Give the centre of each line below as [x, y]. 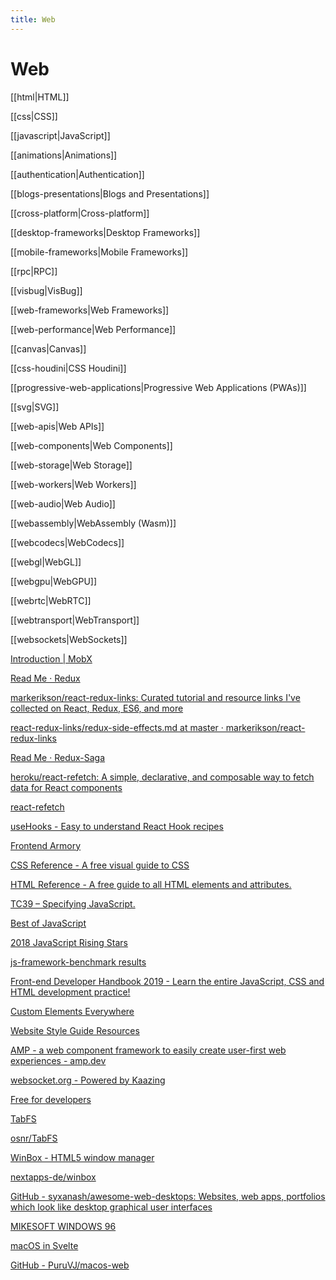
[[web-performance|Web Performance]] [93, 329]
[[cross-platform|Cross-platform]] [80, 213]
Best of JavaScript [48, 923]
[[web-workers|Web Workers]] [73, 484]
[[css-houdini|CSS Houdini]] [68, 368]
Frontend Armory [46, 845]
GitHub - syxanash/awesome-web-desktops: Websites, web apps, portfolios [168, 1196]
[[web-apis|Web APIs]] [57, 426]
